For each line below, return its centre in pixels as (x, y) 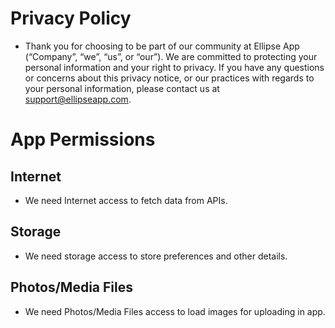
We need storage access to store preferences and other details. (156, 256)
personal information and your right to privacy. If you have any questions (174, 67)
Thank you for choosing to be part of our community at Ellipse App (162, 46)
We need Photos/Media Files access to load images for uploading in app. (175, 311)
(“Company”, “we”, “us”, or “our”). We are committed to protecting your (171, 56)
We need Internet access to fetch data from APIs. (126, 200)
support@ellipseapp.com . (78, 99)
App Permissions (83, 139)
